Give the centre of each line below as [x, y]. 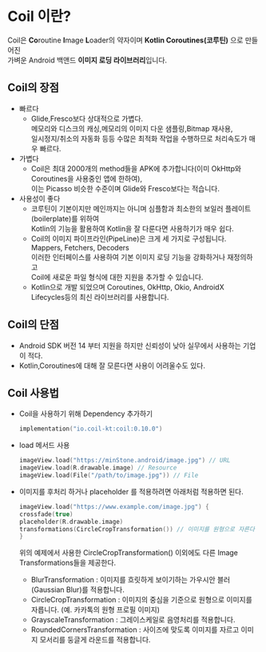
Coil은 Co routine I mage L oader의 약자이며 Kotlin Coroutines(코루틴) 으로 [125, 40]
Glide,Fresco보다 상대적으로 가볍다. [87, 118]
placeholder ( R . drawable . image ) [71, 522]
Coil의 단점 [33, 325]
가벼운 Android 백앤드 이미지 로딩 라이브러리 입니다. [87, 60]
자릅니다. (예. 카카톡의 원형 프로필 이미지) [95, 610]
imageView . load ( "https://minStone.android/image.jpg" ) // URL [125, 461]
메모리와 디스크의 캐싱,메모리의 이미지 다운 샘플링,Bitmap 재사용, [132, 128]
